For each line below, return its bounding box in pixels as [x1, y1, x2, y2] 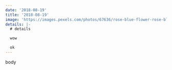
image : [5, 17, 19, 22]
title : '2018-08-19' [5, 12, 50, 17]
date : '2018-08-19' [5, 7, 47, 13]
